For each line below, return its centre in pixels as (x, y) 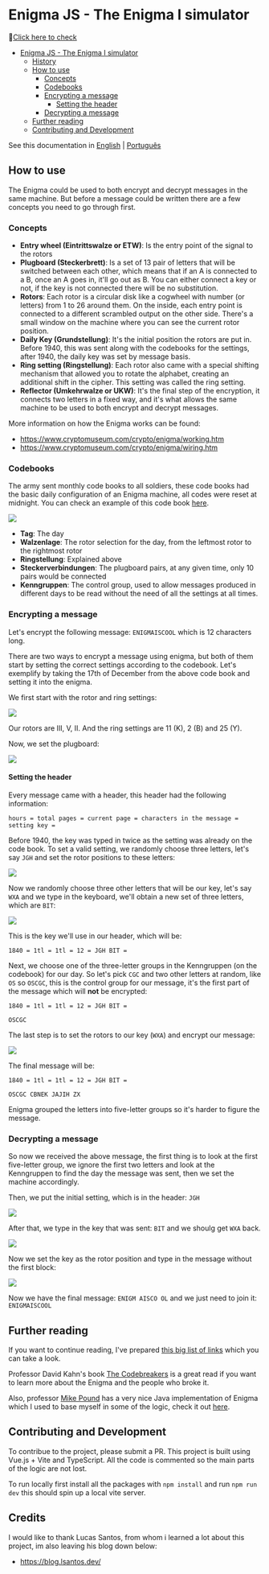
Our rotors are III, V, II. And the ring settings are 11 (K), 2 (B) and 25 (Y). (125, 728)
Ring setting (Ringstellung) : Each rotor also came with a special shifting (139, 365)
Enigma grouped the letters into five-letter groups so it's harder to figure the (134, 1109)
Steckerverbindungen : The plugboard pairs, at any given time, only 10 (137, 568)
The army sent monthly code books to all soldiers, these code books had (129, 486)
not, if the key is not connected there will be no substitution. (119, 288)
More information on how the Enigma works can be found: (104, 423)
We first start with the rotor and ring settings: (83, 697)
